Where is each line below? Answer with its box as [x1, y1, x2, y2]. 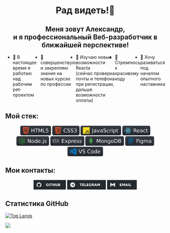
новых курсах [40, 76, 71, 82]
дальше [76, 86, 93, 92]
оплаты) [76, 97, 93, 103]
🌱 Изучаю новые [76, 54, 112, 60]
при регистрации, [76, 81, 114, 87]
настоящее [12, 59, 37, 65]
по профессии [40, 81, 72, 87]
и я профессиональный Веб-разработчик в [13, 32, 158, 41]
